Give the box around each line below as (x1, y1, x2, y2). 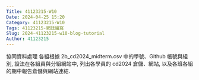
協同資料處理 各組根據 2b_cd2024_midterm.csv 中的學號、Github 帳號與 (6, 53, 183, 59)
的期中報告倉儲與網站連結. (6, 68, 71, 74)
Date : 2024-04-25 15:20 (6, 14, 65, 20)
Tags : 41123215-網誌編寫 (6, 25, 64, 31)
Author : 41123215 (6, 36, 49, 42)
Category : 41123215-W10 (6, 19, 65, 25)
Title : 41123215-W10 (6, 8, 58, 15)
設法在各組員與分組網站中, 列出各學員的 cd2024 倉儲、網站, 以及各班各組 (14, 60, 194, 67)
